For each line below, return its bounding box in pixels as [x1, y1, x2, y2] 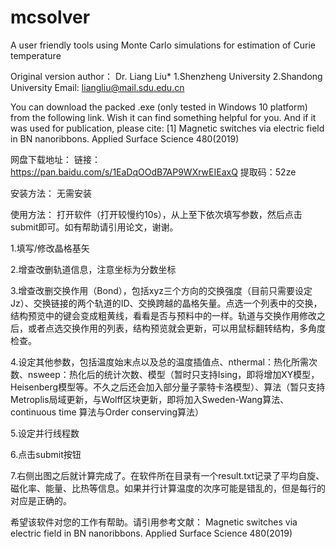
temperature [10, 49, 62, 61]
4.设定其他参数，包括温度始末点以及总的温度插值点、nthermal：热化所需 [10, 356, 309, 368]
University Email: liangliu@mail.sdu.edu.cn [10, 81, 185, 93]
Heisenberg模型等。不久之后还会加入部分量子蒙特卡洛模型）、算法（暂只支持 [10, 381, 326, 393]
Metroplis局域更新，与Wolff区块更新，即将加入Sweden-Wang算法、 [10, 393, 290, 405]
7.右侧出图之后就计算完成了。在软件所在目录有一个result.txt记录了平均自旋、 [10, 469, 325, 481]
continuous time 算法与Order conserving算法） [10, 406, 205, 418]
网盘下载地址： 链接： [10, 153, 101, 165]
